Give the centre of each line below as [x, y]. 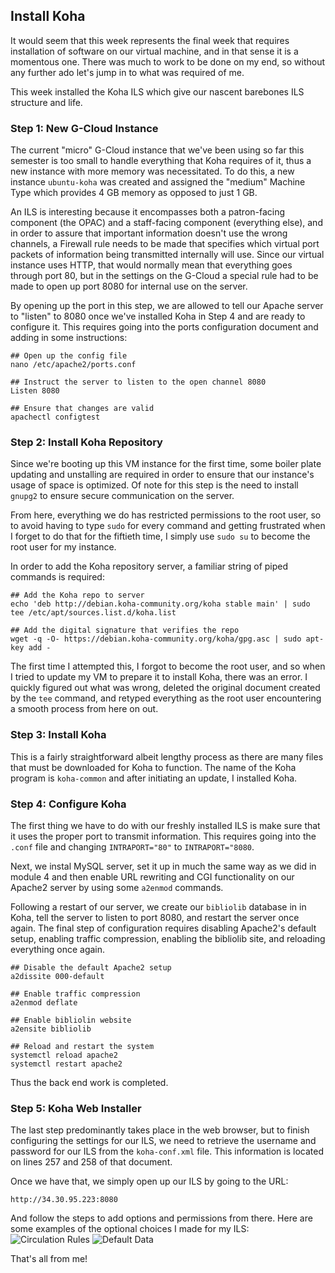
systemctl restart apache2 [66, 1064]
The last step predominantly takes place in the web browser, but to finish [160, 1130]
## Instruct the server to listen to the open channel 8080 [138, 382]
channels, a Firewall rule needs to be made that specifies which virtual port [165, 244]
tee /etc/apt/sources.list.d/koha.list [93, 613]
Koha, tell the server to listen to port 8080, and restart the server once [155, 917]
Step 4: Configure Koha [68, 804]
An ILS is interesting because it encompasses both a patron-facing [148, 212]
